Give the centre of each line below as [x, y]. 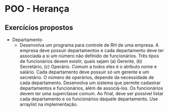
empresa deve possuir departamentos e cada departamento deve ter [92, 50]
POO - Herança [37, 9]
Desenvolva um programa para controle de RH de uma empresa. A [89, 45]
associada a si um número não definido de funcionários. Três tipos [89, 56]
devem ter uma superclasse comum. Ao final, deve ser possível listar [92, 94]
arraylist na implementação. [49, 104]
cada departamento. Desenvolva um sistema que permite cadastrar [90, 83]
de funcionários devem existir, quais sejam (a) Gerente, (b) [81, 61]
